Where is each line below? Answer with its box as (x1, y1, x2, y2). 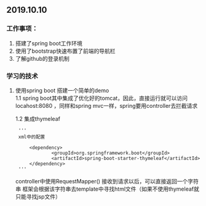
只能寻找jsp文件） (15, 193, 61, 200)
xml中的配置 (18, 134, 46, 140)
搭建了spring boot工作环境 (15, 39, 83, 47)
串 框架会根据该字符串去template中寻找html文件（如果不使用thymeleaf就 (15, 185, 200, 193)
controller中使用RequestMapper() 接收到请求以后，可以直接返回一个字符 (15, 177, 199, 185)
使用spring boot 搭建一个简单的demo (15, 86, 109, 94)
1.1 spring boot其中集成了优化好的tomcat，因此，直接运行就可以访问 (15, 94, 188, 102)
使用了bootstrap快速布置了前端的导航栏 (15, 47, 116, 55)
